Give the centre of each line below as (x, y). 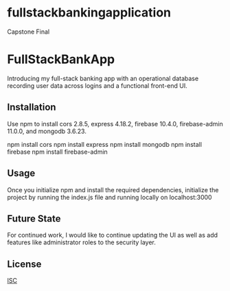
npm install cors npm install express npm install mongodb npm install (105, 144)
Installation (32, 107)
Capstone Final (28, 32)
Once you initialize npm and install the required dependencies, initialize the (113, 189)
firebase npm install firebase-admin (57, 152)
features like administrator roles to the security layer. (82, 242)
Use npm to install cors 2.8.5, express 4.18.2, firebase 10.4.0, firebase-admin (115, 124)
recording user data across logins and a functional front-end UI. (97, 85)
